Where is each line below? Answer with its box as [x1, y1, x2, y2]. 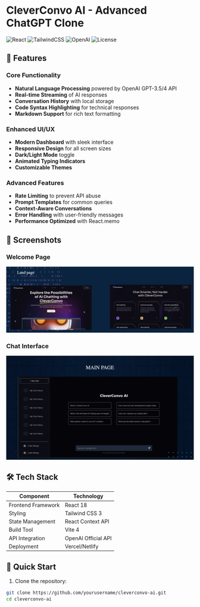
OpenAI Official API [64, 534, 112, 541]
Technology [73, 493, 104, 500]
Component [19, 493, 49, 500]
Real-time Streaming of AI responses [14, 91, 108, 98]
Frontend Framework [8, 501, 60, 509]
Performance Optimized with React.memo [14, 218, 120, 225]
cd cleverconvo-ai [6, 596, 52, 602]
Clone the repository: [14, 578, 67, 585]
